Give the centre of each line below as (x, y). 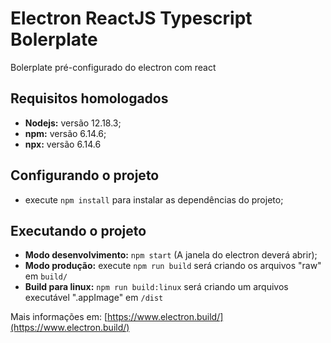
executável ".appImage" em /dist (94, 298)
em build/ (46, 276)
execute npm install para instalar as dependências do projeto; (154, 199)
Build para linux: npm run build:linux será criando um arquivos (156, 287)
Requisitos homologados (89, 98)
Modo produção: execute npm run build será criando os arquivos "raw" (173, 266)
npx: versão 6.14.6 (63, 144)
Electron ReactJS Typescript (131, 18)
